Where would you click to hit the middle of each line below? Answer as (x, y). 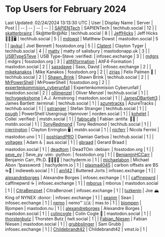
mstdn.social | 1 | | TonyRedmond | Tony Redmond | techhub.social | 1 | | (78, 124)
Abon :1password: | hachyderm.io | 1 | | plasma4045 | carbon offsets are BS (82, 165)
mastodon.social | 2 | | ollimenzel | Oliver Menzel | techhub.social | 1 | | (77, 92)
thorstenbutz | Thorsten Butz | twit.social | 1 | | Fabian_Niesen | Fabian (76, 219)
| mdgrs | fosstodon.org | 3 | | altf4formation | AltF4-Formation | (70, 61)
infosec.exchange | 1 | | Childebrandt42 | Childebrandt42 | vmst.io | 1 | (76, 229)
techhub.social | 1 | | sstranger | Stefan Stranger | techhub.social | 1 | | (76, 108)
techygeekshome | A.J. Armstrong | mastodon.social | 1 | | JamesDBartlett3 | (83, 98)
